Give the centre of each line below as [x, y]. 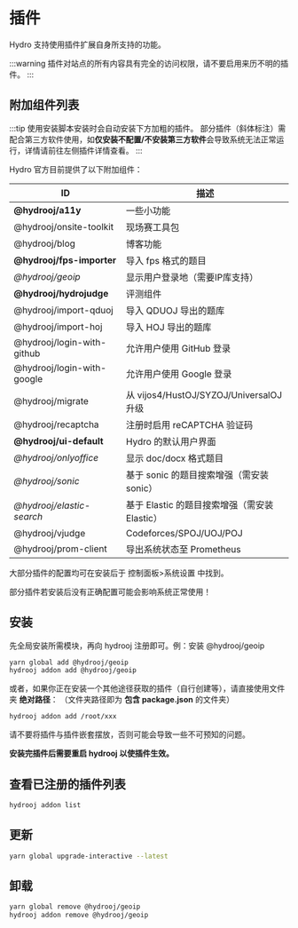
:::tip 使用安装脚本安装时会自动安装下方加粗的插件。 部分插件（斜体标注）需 [148, 128]
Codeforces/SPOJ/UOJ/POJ [184, 533]
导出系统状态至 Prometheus [183, 549]
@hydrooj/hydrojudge [61, 293]
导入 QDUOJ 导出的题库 [175, 310]
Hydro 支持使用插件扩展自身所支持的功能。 [88, 44]
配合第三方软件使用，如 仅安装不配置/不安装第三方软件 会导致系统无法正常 [143, 139]
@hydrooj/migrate [51, 401]
